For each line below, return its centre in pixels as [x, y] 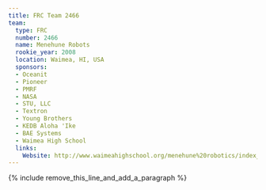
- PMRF [26, 89]
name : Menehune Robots [53, 45]
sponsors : [31, 67]
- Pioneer [31, 82]
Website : [37, 155]
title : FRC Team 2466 [44, 15]
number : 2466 [37, 38]
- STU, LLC [33, 104]
